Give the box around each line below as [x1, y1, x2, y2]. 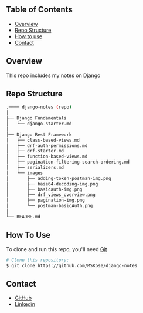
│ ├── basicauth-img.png [6, 187, 83, 192]
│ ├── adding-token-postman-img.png [6, 175, 111, 181]
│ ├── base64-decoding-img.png [6, 181, 98, 187]
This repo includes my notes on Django [6, 72, 101, 79]
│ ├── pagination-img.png [6, 197, 85, 204]
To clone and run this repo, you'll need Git [6, 245, 107, 252]
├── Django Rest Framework [6, 132, 72, 138]
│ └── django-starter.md [6, 121, 72, 127]
